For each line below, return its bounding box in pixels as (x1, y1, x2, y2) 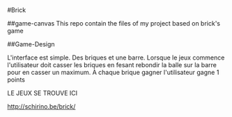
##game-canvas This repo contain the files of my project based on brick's (7, 19, 221, 27)
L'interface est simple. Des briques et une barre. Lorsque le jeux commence (7, 53, 225, 62)
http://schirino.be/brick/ (7, 102, 76, 110)
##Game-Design (7, 40, 55, 48)
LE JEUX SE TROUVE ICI (7, 89, 78, 97)
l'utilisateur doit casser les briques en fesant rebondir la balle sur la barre (7, 61, 217, 69)
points (7, 75, 26, 84)
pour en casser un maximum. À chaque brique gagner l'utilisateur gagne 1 (7, 69, 219, 76)
